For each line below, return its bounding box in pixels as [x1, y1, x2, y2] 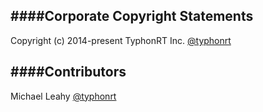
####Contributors [10, 64, 127, 81]
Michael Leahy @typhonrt [10, 90, 117, 102]
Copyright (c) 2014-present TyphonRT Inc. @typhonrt [10, 34, 232, 46]
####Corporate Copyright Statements [10, 8, 254, 25]
